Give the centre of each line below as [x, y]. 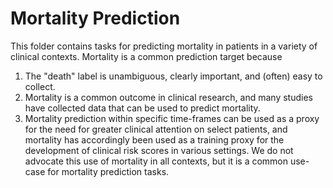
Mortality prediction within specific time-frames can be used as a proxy [172, 118]
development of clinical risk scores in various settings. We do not [159, 150]
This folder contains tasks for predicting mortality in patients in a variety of [164, 46]
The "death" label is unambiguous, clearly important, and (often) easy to [173, 76]
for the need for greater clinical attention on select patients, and [156, 129]
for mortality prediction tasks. [108, 171]
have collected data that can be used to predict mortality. [142, 108]
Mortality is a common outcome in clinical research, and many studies [168, 97]
